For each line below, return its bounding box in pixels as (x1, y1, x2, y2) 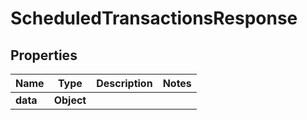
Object (53, 93, 87, 107)
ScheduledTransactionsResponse (10, 7, 298, 30)
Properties (10, 47, 78, 64)
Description (96, 77, 153, 90)
